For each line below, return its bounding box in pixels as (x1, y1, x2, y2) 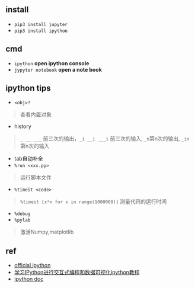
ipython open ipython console (14, 59, 89, 67)
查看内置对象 (20, 111, 52, 118)
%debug (14, 211, 31, 217)
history (14, 123, 32, 130)
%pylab (14, 217, 31, 223)
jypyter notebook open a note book (14, 66, 102, 73)
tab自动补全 (14, 155, 43, 162)
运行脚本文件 (20, 174, 52, 181)
